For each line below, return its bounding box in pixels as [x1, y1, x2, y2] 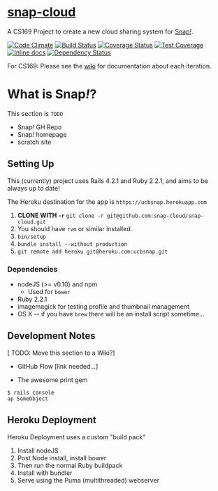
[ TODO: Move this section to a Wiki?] [7, 349, 115, 357]
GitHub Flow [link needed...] [17, 362, 99, 370]
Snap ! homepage [17, 130, 67, 138]
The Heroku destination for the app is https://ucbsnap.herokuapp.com [7, 197, 208, 206]
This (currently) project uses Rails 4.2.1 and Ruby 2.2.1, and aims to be [7, 176, 208, 185]
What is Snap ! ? [7, 87, 97, 102]
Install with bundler [17, 469, 73, 477]
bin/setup [17, 233, 47, 240]
